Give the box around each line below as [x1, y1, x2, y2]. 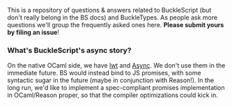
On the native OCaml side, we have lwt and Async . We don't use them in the [7, 61, 226, 70]
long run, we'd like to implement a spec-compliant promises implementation [7, 84, 225, 92]
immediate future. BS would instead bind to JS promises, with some [7, 69, 201, 77]
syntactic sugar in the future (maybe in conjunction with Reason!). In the [7, 76, 215, 84]
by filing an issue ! [7, 28, 59, 36]
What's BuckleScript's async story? [7, 45, 132, 55]
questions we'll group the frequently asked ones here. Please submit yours [7, 21, 224, 29]
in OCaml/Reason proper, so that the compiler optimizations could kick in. [7, 91, 218, 100]
